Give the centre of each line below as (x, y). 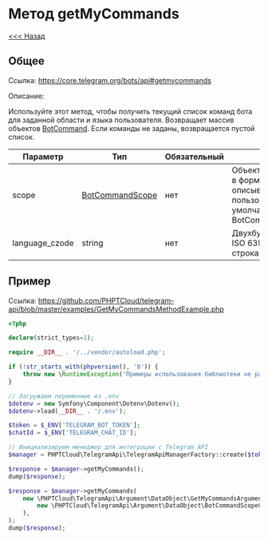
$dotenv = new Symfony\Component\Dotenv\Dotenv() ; (94, 403)
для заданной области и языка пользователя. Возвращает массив (121, 120)
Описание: (26, 96)
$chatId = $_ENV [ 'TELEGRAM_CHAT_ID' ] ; (73, 433)
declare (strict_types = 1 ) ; (51, 338)
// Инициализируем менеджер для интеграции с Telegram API (108, 447)
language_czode (43, 243)
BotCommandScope (120, 195)
